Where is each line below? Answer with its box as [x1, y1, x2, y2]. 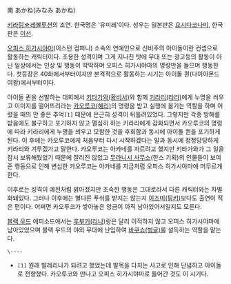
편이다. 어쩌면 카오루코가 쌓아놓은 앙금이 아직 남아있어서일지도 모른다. [14, 203, 202, 210]
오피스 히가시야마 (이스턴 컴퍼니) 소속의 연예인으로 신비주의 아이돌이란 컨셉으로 [7, 44, 219, 52]
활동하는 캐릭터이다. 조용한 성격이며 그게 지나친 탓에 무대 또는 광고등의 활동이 [7, 52, 215, 61]
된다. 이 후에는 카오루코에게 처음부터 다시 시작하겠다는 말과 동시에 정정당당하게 [7, 136, 219, 144]
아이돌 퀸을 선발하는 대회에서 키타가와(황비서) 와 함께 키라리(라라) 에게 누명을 [7, 93, 212, 101]
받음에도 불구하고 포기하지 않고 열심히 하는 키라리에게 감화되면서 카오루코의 [7, 119, 210, 127]
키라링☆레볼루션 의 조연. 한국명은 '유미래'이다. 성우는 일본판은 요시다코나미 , [7, 21, 210, 29]
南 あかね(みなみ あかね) [7, 6, 76, 14]
